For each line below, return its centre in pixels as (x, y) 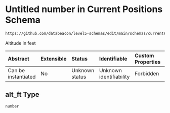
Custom (144, 55)
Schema (23, 20)
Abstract (18, 59)
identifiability (114, 77)
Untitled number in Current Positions (84, 9)
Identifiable (113, 59)
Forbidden (147, 73)
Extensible (53, 59)
